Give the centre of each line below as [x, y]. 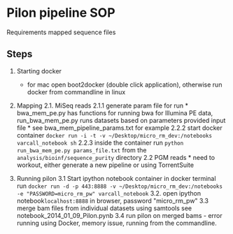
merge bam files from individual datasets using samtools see [104, 208]
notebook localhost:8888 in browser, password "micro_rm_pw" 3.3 [113, 200]
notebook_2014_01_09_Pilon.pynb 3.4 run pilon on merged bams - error [120, 215]
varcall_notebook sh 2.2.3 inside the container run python [100, 142]
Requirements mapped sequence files [61, 32]
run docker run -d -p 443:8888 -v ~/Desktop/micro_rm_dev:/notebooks [120, 186]
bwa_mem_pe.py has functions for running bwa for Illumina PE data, [115, 112]
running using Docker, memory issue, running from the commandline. [117, 223]
